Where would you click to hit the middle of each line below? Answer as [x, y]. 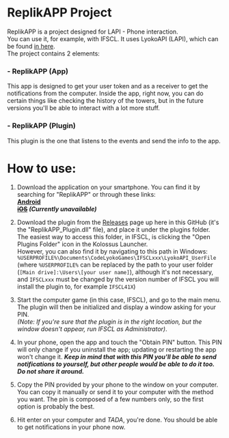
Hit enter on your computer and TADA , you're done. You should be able [117, 420]
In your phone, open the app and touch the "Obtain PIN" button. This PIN [119, 342]
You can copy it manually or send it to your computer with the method [115, 392]
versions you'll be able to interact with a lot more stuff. [84, 108]
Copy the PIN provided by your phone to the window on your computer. [118, 385]
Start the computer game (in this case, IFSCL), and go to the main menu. [119, 300]
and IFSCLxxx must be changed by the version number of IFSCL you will [118, 280]
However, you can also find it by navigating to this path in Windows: [112, 252]
